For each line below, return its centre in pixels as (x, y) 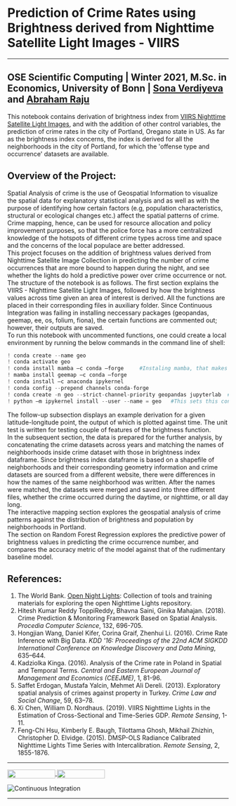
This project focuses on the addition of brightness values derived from (109, 253)
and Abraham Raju (48, 100)
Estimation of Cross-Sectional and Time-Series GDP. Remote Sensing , (119, 715)
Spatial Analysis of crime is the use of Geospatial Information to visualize (113, 193)
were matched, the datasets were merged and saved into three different (111, 489)
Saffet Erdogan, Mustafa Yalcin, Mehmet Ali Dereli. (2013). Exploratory (119, 686)
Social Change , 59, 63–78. (56, 700)
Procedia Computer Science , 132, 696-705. (80, 626)
